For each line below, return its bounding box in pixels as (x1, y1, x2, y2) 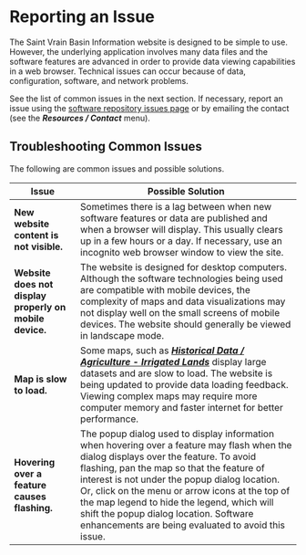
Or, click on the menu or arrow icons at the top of (80, 484, 291, 497)
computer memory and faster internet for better (80, 401, 284, 414)
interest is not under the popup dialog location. (80, 473, 280, 486)
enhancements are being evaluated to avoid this (80, 518, 285, 531)
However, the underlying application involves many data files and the (9, 46, 269, 57)
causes (14, 490, 47, 503)
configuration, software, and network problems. (9, 75, 189, 86)
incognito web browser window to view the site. (80, 246, 284, 258)
